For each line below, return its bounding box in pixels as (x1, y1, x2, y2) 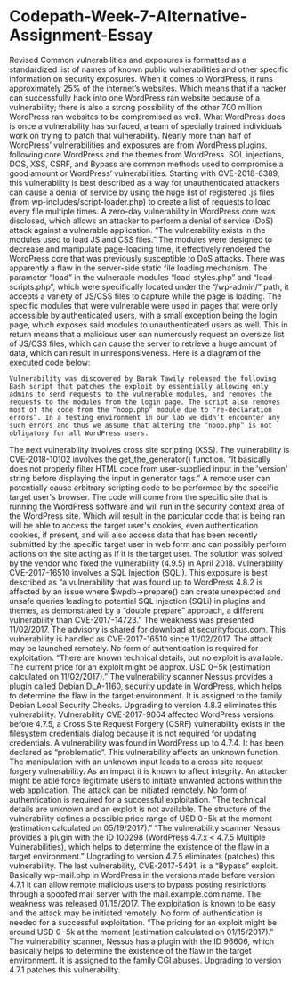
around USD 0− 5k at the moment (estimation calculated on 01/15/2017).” (9, 926, 274, 937)
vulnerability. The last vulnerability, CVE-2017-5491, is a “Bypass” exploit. (9, 860, 278, 871)
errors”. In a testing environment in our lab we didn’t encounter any (9, 413, 280, 422)
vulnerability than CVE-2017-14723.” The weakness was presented (9, 614, 254, 625)
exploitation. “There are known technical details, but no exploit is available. (9, 652, 283, 663)
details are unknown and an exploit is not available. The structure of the (9, 803, 271, 814)
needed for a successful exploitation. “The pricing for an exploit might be (9, 916, 278, 927)
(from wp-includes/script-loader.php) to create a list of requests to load (9, 196, 271, 206)
